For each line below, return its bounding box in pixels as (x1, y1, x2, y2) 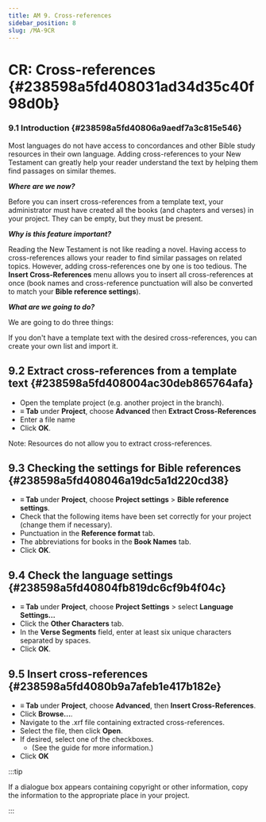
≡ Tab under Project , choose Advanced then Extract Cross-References (19, 406, 256, 415)
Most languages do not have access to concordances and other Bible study (8, 141, 256, 150)
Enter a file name (19, 415, 75, 424)
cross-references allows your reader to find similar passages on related (8, 253, 242, 262)
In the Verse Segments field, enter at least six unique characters (19, 627, 232, 637)
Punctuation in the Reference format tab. (19, 529, 156, 538)
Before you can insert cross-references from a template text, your (8, 196, 224, 206)
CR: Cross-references (8, 60, 156, 79)
